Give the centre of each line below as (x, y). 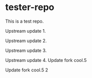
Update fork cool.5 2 (27, 70)
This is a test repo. (25, 21)
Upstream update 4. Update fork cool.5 (46, 60)
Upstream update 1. (26, 31)
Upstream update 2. (26, 41)
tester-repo (30, 7)
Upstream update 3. (26, 50)
